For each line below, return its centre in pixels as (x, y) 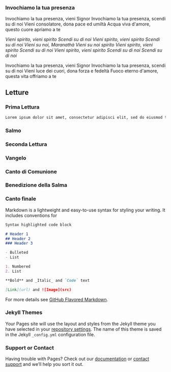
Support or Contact (30, 348)
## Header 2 (18, 238)
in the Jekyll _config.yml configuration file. (50, 334)
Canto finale (21, 199)
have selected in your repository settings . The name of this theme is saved (83, 329)
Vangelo (16, 158)
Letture (17, 92)
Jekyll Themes (24, 312)
